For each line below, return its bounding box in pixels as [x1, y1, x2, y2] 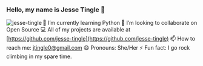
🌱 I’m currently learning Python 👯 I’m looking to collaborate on [42, 19, 198, 27]
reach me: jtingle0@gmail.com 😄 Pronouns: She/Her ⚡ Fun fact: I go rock [6, 44, 190, 51]
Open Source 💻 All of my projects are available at [6, 26, 131, 33]
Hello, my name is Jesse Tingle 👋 [6, 5, 105, 14]
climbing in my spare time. [6, 53, 72, 60]
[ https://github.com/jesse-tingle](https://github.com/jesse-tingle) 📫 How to [6, 35, 196, 42]
